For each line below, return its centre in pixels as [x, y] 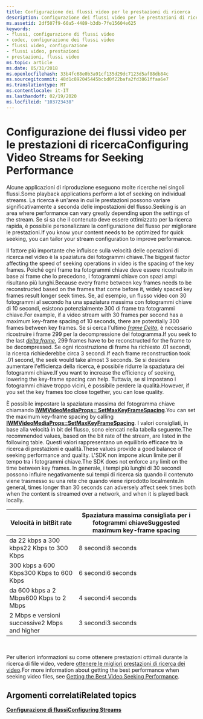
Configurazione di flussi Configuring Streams [64, 710]
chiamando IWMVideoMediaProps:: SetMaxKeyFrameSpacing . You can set [101, 410]
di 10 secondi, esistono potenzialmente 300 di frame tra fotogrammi [91, 308]
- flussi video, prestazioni [43, 51]
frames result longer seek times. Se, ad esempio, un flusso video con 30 [96, 295]
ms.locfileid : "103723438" [40, 102]
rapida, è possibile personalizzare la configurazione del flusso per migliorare [101, 226]
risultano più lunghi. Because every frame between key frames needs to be [99, 283]
